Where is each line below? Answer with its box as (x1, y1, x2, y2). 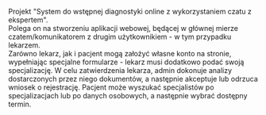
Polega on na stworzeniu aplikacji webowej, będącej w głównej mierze (8, 24, 238, 33)
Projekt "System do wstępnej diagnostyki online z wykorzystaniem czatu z (8, 7, 253, 16)
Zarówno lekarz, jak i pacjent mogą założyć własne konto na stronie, (8, 49, 232, 58)
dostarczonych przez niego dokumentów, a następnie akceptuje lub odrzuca (8, 75, 258, 83)
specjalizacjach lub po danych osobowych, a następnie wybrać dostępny (8, 91, 248, 100)
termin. (8, 99, 32, 109)
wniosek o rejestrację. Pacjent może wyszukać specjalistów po (8, 82, 214, 92)
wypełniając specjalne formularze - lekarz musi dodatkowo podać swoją (8, 57, 245, 67)
